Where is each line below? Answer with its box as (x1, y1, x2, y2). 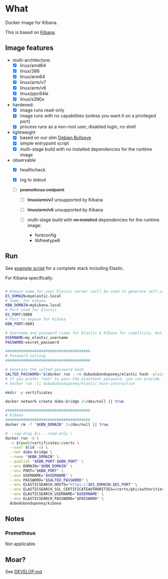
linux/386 (19, 68, 40, 74)
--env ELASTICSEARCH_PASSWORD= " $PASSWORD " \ (9, 496, 104, 501)
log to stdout (19, 176, 46, 182)
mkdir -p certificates (5, 390, 52, 395)
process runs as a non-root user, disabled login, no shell (19, 123, 136, 130)
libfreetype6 (34, 237, 60, 243)
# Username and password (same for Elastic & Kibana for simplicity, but (5, 330, 162, 335)
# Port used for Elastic (5, 307, 57, 312)
